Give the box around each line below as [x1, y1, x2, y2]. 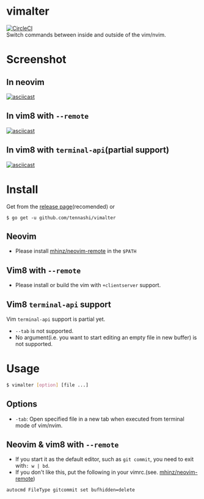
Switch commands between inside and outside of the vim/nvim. [6, 31, 166, 38]
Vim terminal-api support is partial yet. [6, 315, 106, 323]
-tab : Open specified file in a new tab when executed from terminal [15, 415, 184, 422]
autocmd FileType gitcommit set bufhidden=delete [6, 487, 136, 493]
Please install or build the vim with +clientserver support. [15, 282, 161, 289]
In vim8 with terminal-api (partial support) [6, 145, 170, 156]
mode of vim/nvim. [15, 421, 63, 429]
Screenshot [6, 53, 67, 67]
